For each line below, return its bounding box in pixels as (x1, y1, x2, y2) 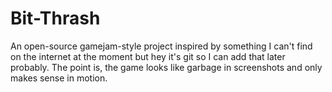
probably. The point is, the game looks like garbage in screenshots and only (10, 61, 323, 73)
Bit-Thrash (10, 7, 101, 30)
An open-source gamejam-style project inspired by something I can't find (10, 40, 313, 52)
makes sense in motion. (10, 72, 108, 84)
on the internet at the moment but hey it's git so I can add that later (10, 50, 286, 62)
